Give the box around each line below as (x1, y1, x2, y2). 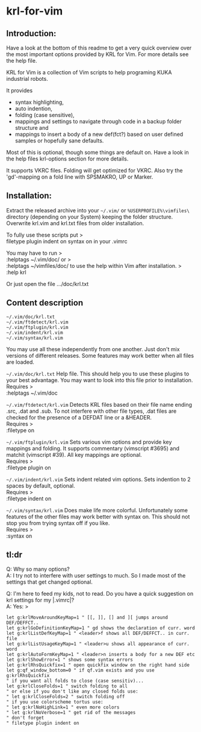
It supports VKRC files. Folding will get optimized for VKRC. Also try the (6, 167, 183, 174)
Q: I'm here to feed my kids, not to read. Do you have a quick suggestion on (6, 590, 194, 597)
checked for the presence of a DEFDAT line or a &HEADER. (6, 413, 152, 421)
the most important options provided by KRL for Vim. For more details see (6, 51, 189, 58)
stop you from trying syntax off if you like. (6, 519, 110, 526)
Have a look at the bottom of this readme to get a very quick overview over (6, 44, 192, 51)
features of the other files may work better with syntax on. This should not (6, 513, 190, 520)
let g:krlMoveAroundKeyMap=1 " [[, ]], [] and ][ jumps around (6, 614, 169, 621)
